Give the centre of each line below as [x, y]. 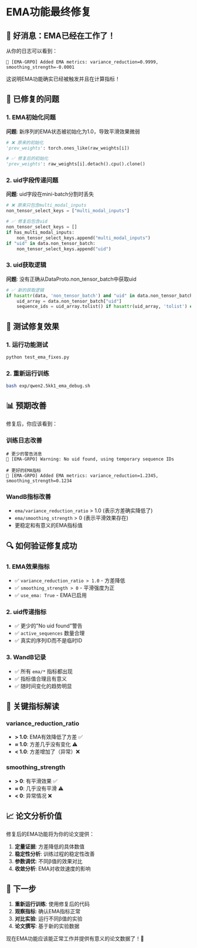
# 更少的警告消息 [24, 454]
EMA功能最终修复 [49, 12]
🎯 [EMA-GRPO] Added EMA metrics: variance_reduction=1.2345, [82, 476]
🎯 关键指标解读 [33, 706]
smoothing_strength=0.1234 [39, 481]
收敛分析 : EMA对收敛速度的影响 [52, 869]
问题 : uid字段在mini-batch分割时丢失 [50, 194]
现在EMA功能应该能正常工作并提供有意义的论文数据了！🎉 [75, 939]
